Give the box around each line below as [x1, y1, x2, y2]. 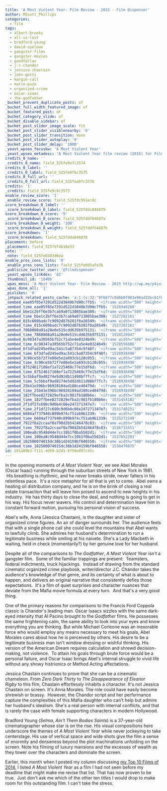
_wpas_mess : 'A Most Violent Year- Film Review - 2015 [5, 281, 121, 286]
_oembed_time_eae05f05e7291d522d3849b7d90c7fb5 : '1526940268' [5, 304, 137, 310]
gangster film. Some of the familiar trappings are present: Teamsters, [5, 555, 149, 562]
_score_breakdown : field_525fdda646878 [5, 235, 88, 240]
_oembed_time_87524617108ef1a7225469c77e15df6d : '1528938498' [5, 370, 137, 375]
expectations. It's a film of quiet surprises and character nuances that [5, 582, 149, 588]
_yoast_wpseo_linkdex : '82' [5, 272, 64, 277]
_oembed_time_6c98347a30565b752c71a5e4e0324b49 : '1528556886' [5, 342, 137, 347]
